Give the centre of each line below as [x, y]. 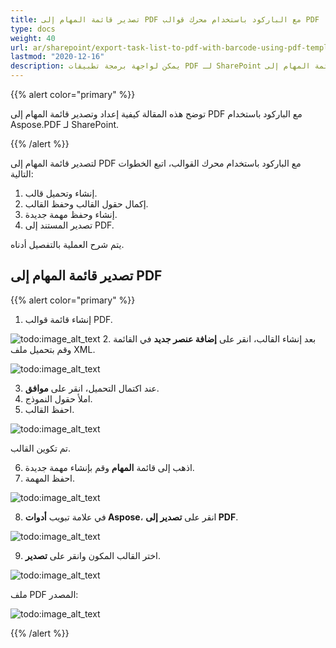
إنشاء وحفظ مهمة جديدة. [71, 214]
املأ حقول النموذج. [58, 398]
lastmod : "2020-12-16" [57, 57]
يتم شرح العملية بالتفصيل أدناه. [67, 244]
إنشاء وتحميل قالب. [61, 193]
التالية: [22, 174]
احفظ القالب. [49, 409]
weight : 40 [33, 38]
